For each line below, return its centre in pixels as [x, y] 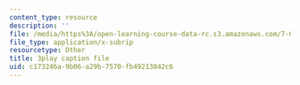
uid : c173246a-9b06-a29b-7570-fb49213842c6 [92, 67]
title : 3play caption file [59, 58]
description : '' [39, 26]
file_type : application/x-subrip [71, 42]
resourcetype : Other [48, 50]
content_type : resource [54, 17]
